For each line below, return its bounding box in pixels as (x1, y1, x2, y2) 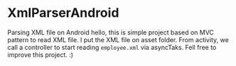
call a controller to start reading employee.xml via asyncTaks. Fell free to (7, 43, 217, 51)
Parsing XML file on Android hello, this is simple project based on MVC (7, 28, 215, 37)
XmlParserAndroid (7, 5, 119, 21)
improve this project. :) (7, 51, 73, 59)
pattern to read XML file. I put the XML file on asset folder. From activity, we (7, 35, 229, 44)
